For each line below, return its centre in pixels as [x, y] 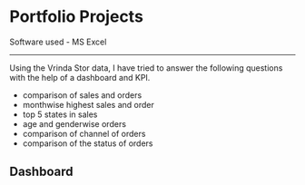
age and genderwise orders [74, 123]
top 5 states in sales [60, 114]
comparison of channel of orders [84, 133]
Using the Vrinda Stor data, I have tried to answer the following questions [146, 68]
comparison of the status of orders [88, 143]
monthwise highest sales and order [88, 104]
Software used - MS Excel [58, 42]
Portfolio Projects [76, 17]
